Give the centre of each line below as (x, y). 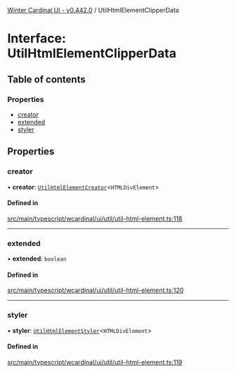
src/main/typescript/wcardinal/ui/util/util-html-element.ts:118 (95, 218)
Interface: (37, 39)
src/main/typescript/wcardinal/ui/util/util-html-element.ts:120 (96, 290)
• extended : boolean (37, 259)
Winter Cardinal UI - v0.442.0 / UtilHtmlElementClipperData (93, 10)
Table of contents (46, 79)
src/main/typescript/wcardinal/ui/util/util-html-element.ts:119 (95, 362)
